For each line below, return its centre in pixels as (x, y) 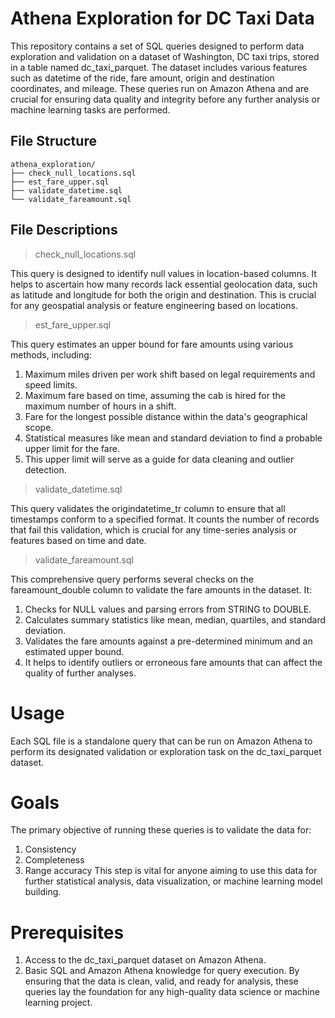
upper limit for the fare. (72, 448)
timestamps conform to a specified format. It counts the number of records (165, 519)
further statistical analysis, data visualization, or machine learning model (173, 881)
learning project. (58, 1003)
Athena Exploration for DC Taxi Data (162, 18)
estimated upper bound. (74, 651)
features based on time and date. (78, 540)
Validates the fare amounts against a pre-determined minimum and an (168, 641)
